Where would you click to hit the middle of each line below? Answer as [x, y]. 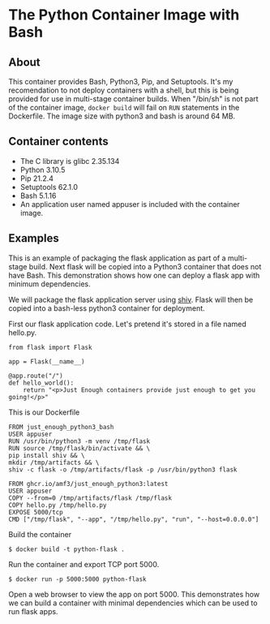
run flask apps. [33, 611]
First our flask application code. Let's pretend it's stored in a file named [127, 324]
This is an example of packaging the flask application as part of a [117, 258]
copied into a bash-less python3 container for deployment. [107, 308]
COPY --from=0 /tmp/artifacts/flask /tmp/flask [90, 498]
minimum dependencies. [49, 284]
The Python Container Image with [124, 15]
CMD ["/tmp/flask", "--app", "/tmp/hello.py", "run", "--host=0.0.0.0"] [134, 519]
